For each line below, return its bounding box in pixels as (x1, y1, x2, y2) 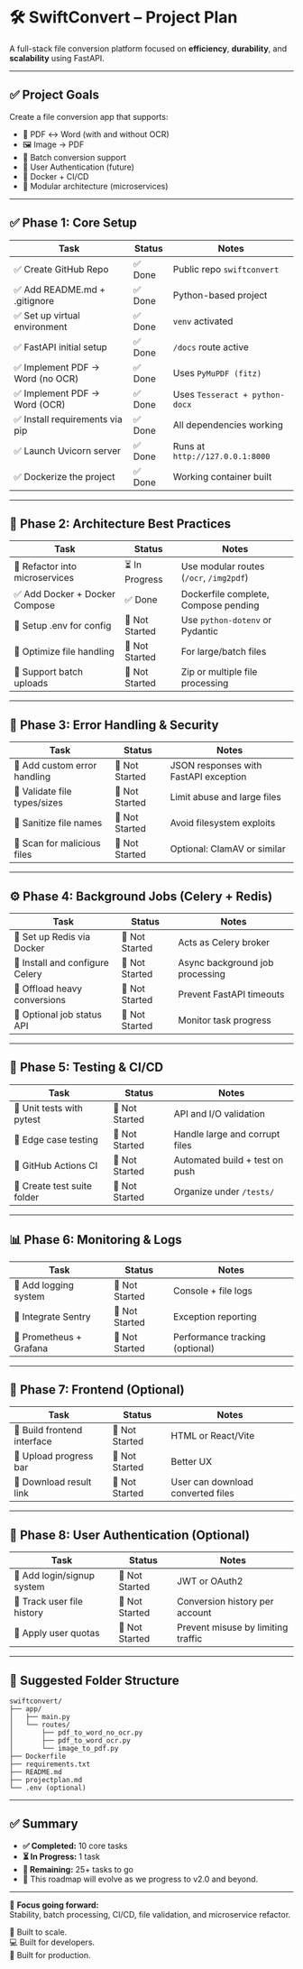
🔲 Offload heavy (14, 982, 83, 995)
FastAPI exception (170, 770, 247, 783)
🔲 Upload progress (14, 1449, 94, 1462)
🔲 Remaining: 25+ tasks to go (22, 1863, 133, 1874)
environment (14, 320, 68, 333)
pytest (14, 1113, 41, 1126)
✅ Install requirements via (14, 412, 124, 425)
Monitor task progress (178, 1014, 272, 1026)
